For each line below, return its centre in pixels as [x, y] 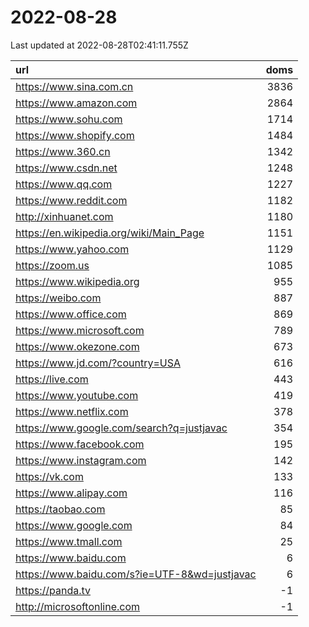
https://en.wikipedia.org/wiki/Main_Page [110, 233]
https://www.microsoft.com [80, 330]
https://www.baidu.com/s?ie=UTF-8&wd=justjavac [136, 574]
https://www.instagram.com [81, 460]
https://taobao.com [60, 509]
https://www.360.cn [63, 151]
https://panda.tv [53, 590]
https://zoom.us [52, 265]
